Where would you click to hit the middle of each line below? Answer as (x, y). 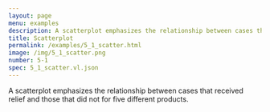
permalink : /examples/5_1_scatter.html (75, 46)
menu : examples (34, 23)
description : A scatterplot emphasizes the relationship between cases (131, 30)
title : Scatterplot (41, 38)
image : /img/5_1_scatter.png (57, 53)
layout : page (30, 16)
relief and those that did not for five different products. (98, 99)
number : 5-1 (28, 61)
